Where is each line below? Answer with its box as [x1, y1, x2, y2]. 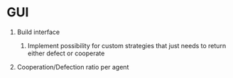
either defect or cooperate [27, 49, 105, 57]
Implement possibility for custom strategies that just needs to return [27, 41, 227, 50]
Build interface [16, 28, 60, 36]
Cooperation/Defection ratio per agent [16, 62, 129, 71]
